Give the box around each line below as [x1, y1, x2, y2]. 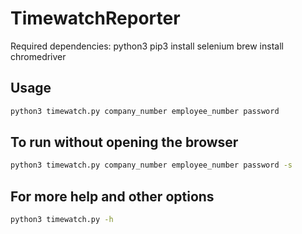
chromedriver [10, 50, 67, 62]
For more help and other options [10, 188, 215, 205]
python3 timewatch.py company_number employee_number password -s [10, 160, 293, 171]
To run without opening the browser [10, 134, 239, 151]
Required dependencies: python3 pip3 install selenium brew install [10, 40, 284, 52]
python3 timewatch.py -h [10, 215, 114, 225]
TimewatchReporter [10, 7, 181, 30]
